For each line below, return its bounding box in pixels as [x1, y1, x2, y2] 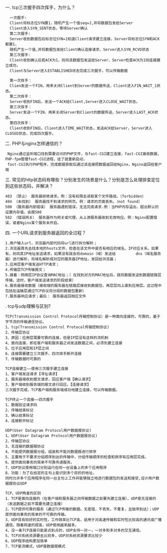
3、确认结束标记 [5, 413, 34, 418]
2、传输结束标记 [5, 408, 34, 413]
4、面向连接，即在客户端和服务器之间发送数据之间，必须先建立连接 [5, 341, 123, 346]
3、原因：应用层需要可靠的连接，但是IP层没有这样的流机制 [5, 335, 109, 340]
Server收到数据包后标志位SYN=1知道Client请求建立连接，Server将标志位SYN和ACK [9, 36, 160, 41]
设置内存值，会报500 [5, 210, 42, 215]
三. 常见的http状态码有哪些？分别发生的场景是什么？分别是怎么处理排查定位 [5, 177, 160, 182]
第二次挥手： [9, 94, 32, 99]
